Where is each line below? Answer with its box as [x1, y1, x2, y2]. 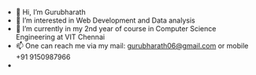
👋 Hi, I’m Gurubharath [15, 8, 86, 16]
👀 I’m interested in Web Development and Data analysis [15, 16, 195, 25]
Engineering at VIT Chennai [15, 32, 105, 41]
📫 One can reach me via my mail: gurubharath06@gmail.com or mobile [15, 41, 249, 50]
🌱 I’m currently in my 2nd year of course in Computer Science [15, 24, 217, 33]
